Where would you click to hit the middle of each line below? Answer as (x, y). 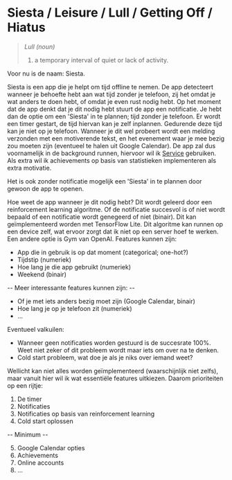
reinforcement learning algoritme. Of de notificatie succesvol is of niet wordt (116, 209)
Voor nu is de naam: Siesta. (46, 73)
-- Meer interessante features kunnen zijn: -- (71, 287)
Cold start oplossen (45, 421)
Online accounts (41, 463)
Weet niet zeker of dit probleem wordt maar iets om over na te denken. (118, 350)
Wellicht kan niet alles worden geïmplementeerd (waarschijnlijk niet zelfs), (113, 371)
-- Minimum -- (28, 434)
